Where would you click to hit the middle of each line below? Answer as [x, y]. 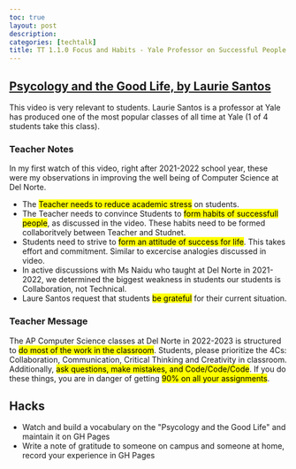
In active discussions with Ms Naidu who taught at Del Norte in [136, 270]
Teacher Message [49, 321]
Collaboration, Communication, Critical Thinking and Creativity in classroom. [148, 359]
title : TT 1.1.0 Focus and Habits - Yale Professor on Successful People [148, 50]
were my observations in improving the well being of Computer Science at [144, 178]
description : [33, 34]
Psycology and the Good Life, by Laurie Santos [140, 86]
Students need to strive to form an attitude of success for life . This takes [153, 242]
